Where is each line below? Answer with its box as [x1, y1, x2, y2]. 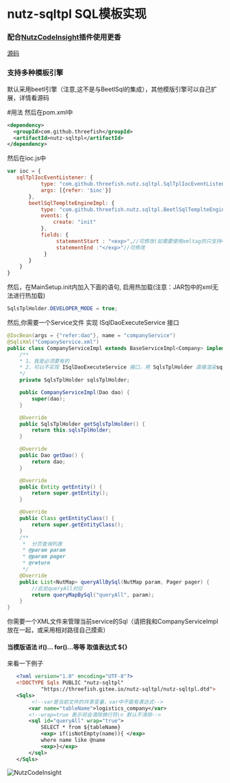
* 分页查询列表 [22, 540, 63, 547]
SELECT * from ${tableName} [40, 724, 121, 731]
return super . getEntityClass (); [31, 521, 125, 528]
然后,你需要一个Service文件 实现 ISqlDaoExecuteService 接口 [7, 319, 179, 327]
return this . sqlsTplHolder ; [31, 427, 112, 434]
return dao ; [31, 458, 66, 465]
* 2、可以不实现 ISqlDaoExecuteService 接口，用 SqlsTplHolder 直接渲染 [19, 364, 217, 371]
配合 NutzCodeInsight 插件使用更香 [7, 32, 121, 42]
